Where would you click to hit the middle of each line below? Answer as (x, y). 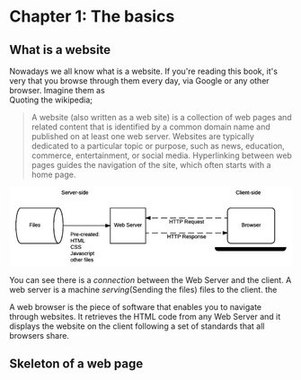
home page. (53, 174)
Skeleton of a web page (76, 364)
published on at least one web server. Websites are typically (142, 136)
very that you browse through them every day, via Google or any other (139, 81)
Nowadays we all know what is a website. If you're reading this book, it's (144, 71)
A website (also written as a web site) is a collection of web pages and (161, 117)
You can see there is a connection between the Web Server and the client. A (150, 280)
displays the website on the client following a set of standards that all (137, 326)
